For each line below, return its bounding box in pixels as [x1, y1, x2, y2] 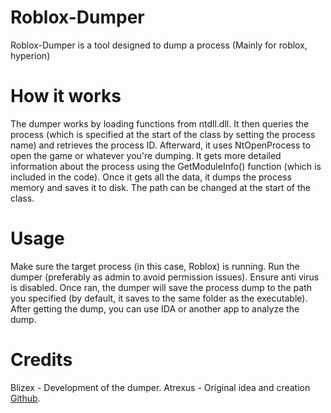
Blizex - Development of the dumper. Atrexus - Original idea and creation [10, 381, 311, 393]
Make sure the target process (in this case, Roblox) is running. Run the [10, 260, 300, 272]
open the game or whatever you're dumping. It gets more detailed [10, 149, 282, 161]
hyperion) [10, 49, 51, 61]
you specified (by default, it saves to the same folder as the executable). [10, 292, 308, 304]
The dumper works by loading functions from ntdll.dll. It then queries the [10, 117, 310, 130]
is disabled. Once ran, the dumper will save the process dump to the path [10, 281, 312, 293]
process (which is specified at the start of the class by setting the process [10, 128, 316, 140]
